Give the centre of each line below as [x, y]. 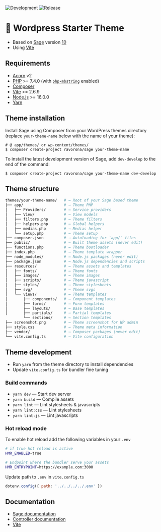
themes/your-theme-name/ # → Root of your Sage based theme [72, 200]
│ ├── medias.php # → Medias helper [54, 229]
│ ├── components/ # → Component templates [60, 299]
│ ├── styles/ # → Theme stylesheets [58, 285]
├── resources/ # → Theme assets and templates [68, 266]
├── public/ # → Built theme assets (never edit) [74, 243]
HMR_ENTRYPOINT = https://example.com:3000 [49, 467]
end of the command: [28, 164]
